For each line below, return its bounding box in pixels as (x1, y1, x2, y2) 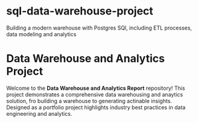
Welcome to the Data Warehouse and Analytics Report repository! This (6, 84, 185, 92)
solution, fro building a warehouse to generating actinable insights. (6, 97, 172, 104)
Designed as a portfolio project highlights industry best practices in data (6, 104, 186, 111)
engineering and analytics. (6, 110, 72, 117)
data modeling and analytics (6, 30, 77, 37)
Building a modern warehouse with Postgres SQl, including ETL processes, (6, 24, 192, 31)
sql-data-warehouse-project (6, 4, 154, 18)
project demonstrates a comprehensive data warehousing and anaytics (6, 90, 183, 98)
